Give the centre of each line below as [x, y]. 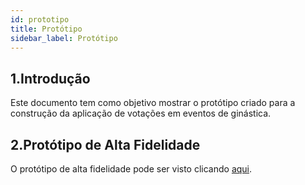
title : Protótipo [46, 29]
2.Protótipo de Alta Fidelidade [105, 144]
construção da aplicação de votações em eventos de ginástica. [141, 113]
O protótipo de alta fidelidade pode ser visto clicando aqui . [131, 169]
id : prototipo [40, 19]
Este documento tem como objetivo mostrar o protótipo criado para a [153, 103]
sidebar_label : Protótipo [64, 38]
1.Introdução [50, 78]
